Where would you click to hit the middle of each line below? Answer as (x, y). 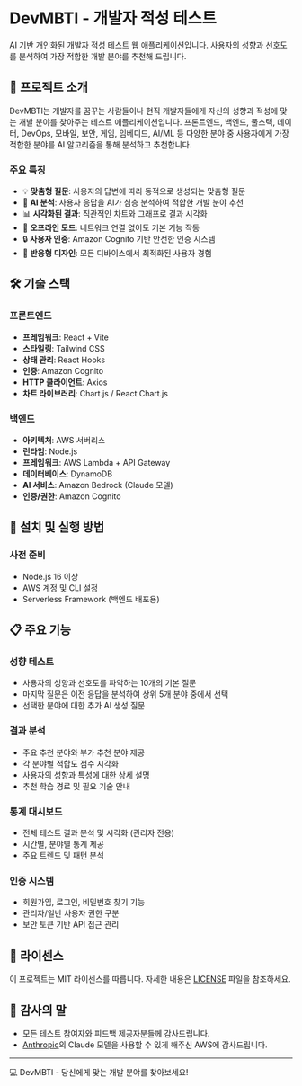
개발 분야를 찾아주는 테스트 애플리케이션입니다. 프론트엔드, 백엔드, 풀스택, (147, 121)
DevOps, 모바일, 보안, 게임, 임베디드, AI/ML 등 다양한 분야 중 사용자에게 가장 (155, 133)
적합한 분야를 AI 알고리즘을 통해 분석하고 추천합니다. (101, 144)
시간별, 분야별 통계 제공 (63, 844)
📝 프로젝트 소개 (49, 88)
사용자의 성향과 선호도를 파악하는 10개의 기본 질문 (109, 683)
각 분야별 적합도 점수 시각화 (71, 763)
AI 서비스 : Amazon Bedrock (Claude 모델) (98, 485)
